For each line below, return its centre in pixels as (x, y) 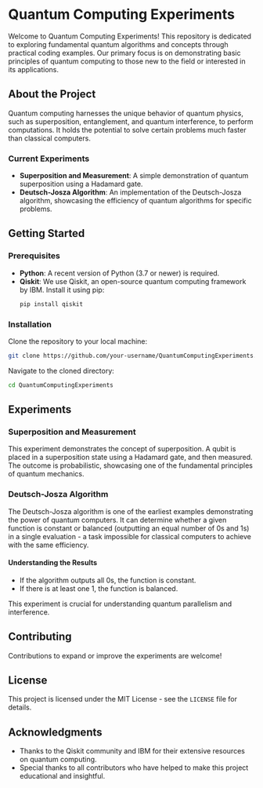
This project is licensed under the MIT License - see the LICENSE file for (122, 699)
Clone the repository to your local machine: (78, 341)
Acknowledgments (56, 732)
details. (20, 707)
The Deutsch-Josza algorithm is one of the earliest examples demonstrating (131, 511)
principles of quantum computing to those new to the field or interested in (127, 61)
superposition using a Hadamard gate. (81, 184)
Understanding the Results (53, 563)
